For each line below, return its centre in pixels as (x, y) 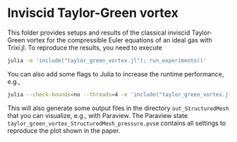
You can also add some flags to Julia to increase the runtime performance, (116, 74)
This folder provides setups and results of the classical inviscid (99, 32)
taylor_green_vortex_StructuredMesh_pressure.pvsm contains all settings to (117, 123)
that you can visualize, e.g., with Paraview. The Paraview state (98, 115)
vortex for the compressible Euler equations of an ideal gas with (120, 40)
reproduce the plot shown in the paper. (64, 130)
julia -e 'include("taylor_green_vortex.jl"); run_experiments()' (107, 60)
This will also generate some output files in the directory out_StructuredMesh (118, 108)
